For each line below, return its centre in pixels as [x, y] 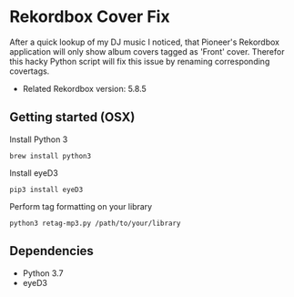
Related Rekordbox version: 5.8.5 [85, 88]
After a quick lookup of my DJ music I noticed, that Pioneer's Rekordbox [145, 42]
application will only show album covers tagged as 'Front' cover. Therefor [147, 51]
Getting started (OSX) [72, 117]
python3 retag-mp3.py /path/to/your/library [95, 223]
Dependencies [51, 251]
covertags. [30, 71]
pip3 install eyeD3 [46, 189]
